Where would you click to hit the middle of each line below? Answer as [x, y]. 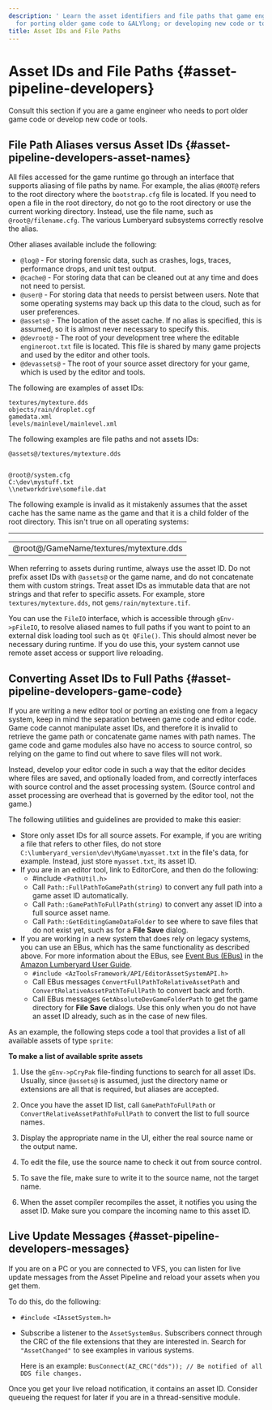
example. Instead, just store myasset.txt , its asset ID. [108, 861]
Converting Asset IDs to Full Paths [96, 678]
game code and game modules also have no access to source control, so [130, 745]
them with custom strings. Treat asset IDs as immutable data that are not [130, 585]
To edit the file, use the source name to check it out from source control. [141, 1162]
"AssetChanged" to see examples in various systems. [107, 1350]
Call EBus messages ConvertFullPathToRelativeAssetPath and [136, 981]
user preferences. [50, 312]
